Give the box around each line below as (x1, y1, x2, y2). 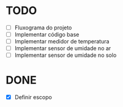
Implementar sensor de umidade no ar (14, 45, 111, 52)
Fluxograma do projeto (14, 24, 72, 31)
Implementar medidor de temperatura (14, 38, 110, 45)
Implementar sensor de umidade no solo (14, 51, 117, 59)
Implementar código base (14, 31, 80, 38)
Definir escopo (14, 94, 53, 101)
